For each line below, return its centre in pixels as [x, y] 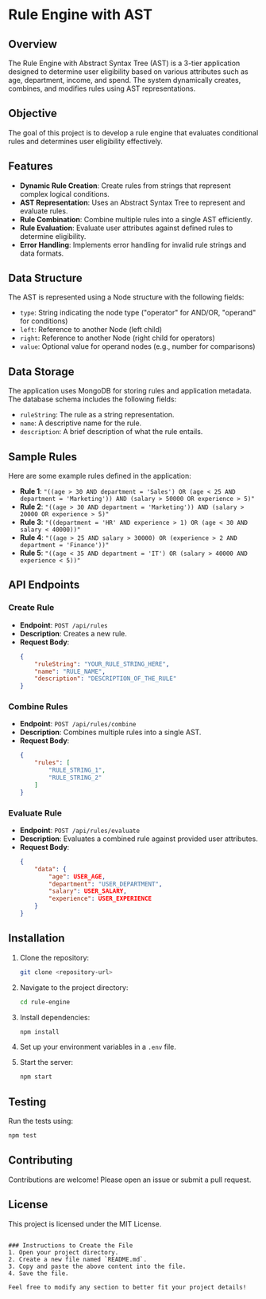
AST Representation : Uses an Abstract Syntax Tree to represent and [132, 202]
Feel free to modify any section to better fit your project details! [127, 1287]
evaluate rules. [44, 211]
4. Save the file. [39, 1273]
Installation [37, 939]
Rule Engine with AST [81, 15]
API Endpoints [44, 585]
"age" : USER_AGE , [77, 876]
